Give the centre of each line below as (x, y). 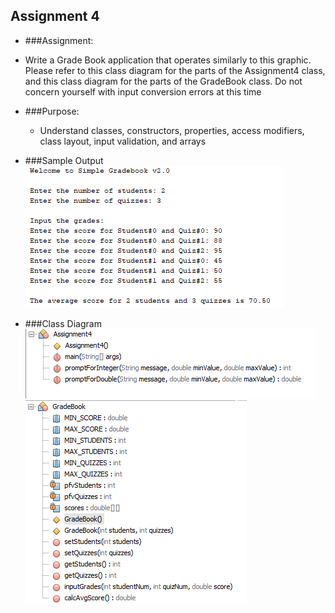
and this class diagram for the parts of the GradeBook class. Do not (163, 81)
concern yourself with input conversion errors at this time (143, 91)
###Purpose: (52, 111)
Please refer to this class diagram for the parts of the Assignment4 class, (175, 70)
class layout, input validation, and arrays (123, 141)
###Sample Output (64, 160)
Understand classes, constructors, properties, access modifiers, (172, 130)
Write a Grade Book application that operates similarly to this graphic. (168, 60)
